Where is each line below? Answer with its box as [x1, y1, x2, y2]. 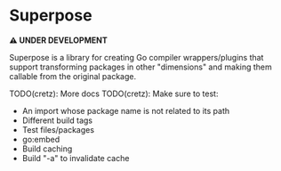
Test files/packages [21, 124, 95, 134]
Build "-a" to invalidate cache [21, 152, 130, 163]
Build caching [21, 143, 73, 154]
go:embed [21, 134, 60, 144]
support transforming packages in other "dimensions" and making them [9, 61, 273, 72]
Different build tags [21, 115, 93, 126]
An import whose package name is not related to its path [21, 105, 230, 116]
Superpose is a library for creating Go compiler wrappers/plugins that [9, 52, 264, 62]
